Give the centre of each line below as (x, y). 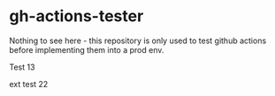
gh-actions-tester (76, 16)
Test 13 (22, 67)
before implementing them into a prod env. (87, 49)
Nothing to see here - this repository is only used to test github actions (138, 41)
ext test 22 (29, 84)
